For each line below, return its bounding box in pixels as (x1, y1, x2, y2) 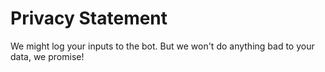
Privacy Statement (10, 7, 168, 30)
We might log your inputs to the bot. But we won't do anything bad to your (10, 40, 315, 52)
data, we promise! (10, 50, 85, 62)
